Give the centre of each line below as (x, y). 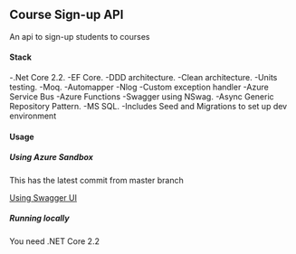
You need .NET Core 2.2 (54, 241)
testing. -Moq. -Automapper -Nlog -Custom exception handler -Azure (139, 87)
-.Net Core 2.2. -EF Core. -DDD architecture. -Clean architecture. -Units (143, 78)
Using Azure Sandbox (51, 157)
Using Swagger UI (43, 197)
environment (33, 116)
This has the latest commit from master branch (96, 180)
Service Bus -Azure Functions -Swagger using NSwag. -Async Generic (142, 97)
